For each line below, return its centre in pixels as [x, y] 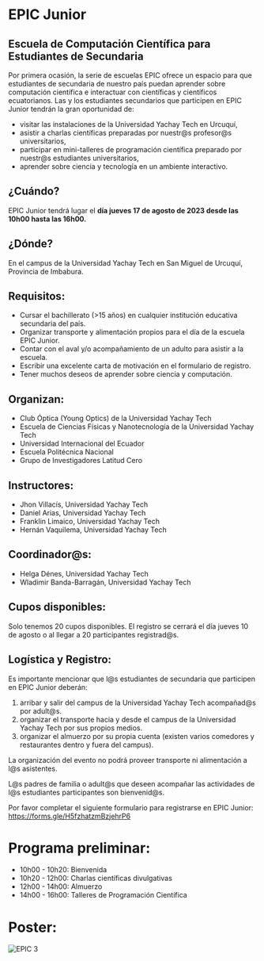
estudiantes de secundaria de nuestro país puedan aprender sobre [117, 84]
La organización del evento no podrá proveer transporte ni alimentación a [128, 760]
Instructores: [41, 485]
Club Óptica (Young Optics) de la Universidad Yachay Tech [115, 419]
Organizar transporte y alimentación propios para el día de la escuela [132, 332]
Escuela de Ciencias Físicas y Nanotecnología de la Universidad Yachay [137, 427]
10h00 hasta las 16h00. [47, 219]
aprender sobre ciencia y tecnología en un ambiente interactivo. [124, 167]
